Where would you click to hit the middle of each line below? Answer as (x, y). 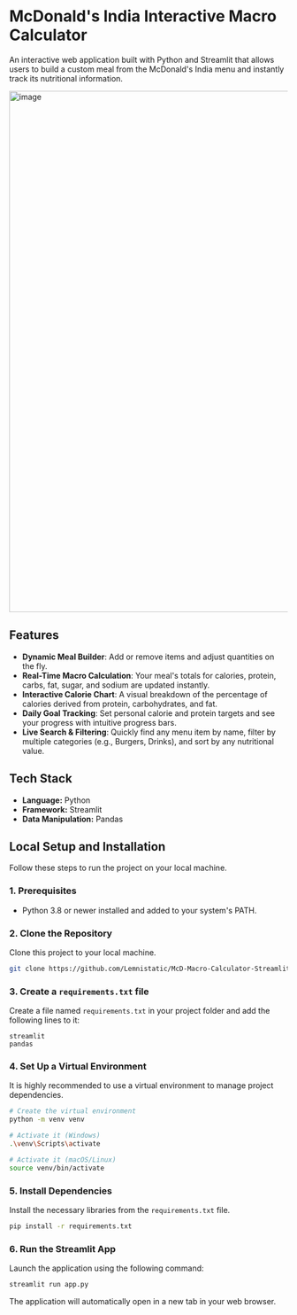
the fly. (34, 665)
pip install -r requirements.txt (71, 1226)
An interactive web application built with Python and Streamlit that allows (142, 59)
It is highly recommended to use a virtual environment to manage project (141, 1085)
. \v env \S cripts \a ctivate (55, 1144)
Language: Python (56, 800)
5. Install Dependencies (61, 1191)
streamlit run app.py (49, 1285)
